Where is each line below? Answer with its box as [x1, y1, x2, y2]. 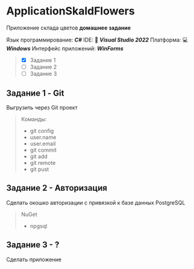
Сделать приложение [6, 256, 62, 263]
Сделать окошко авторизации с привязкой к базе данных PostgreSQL [6, 199, 186, 206]
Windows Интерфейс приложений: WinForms [6, 45, 124, 52]
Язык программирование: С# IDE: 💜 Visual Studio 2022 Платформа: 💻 [6, 36, 189, 43]
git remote [30, 159, 56, 166]
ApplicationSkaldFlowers [6, 4, 135, 18]
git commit [30, 146, 57, 153]
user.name [30, 134, 57, 141]
